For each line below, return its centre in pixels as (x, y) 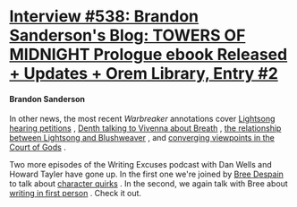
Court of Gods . (38, 147)
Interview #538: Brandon (104, 17)
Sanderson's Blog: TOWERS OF (127, 35)
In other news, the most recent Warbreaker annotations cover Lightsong (142, 119)
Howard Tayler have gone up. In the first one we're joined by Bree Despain (147, 174)
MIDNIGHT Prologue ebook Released (148, 55)
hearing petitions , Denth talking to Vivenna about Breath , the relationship (145, 128)
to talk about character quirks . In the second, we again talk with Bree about (148, 184)
